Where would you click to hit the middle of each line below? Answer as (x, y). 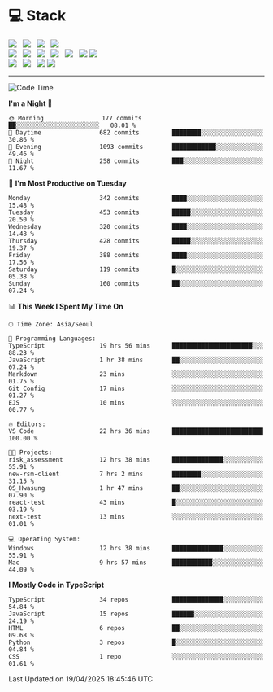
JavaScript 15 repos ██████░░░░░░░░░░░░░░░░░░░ (136, 614)
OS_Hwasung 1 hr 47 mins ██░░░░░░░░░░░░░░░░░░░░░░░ (136, 488)
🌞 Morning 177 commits (75, 118)
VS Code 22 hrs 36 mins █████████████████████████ (136, 431)
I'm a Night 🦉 (30, 103)
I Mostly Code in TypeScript (56, 585)
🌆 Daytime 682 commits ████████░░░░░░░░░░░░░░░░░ (136, 132)
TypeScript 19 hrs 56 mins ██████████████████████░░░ (136, 346)
